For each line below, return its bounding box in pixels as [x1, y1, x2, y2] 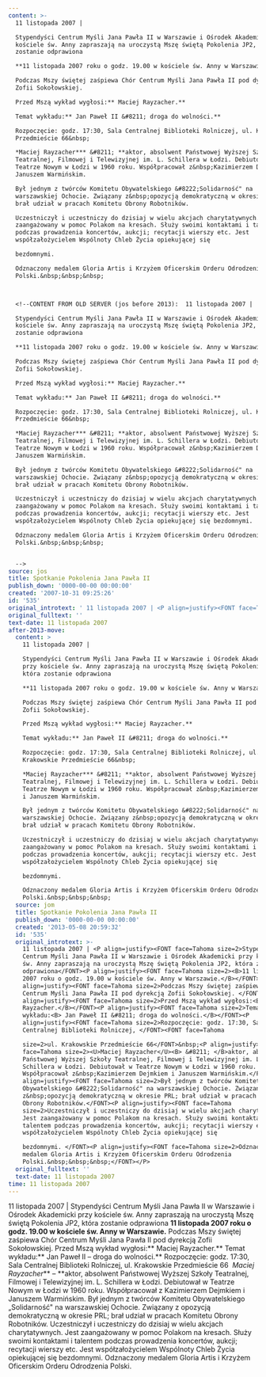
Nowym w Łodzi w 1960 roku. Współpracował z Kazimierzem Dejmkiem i [8, 1286, 245, 1295]
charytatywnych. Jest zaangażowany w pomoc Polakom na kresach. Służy [8, 1328, 252, 1337]
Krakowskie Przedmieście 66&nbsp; [22, 756, 136, 764]
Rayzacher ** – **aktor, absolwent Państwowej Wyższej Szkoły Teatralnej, [8, 1269, 249, 1279]
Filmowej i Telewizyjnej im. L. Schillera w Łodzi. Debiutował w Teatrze [8, 1277, 235, 1287]
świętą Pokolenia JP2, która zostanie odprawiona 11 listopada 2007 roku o [8, 1219, 252, 1228]
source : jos [8, 567, 47, 575]
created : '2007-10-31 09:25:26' [8, 589, 115, 598]
